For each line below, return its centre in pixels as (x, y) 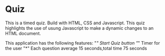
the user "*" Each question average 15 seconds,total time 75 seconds (76, 48)
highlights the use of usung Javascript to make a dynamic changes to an (80, 28)
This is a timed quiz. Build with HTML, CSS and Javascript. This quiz (75, 23)
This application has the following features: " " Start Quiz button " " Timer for (83, 43)
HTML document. (23, 33)
